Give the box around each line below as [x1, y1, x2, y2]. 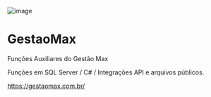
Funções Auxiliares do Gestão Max [7, 54, 109, 63]
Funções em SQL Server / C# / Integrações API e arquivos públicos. [7, 67, 205, 77]
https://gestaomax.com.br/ [7, 82, 85, 90]
